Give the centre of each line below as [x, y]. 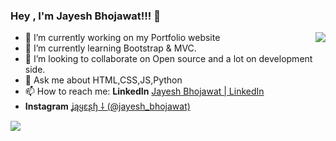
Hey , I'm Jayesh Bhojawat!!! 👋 [85, 16]
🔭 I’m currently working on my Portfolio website [122, 38]
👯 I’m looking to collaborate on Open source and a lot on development [168, 59]
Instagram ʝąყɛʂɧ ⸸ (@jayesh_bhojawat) [107, 106]
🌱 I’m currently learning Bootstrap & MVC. [110, 48]
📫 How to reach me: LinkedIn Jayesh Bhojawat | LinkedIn [144, 91]
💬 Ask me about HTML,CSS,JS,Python [103, 80]
